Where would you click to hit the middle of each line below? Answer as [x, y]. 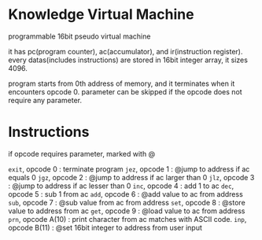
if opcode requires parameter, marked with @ [82, 153]
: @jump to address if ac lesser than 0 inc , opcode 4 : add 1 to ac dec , [121, 186]
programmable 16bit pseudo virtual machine [79, 36]
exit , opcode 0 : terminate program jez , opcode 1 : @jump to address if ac [129, 169]
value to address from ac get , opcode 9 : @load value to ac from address [127, 211]
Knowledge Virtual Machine [101, 15]
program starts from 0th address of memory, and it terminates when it [122, 83]
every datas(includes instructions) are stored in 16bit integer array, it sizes [128, 60]
